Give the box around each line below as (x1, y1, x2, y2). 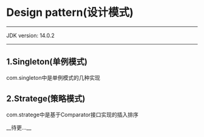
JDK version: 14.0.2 (6, 32, 55, 39)
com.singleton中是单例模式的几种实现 (6, 74, 100, 81)
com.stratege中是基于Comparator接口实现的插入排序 (6, 111, 138, 118)
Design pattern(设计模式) (6, 5, 134, 19)
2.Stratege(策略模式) (6, 94, 86, 104)
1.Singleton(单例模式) (6, 57, 88, 67)
